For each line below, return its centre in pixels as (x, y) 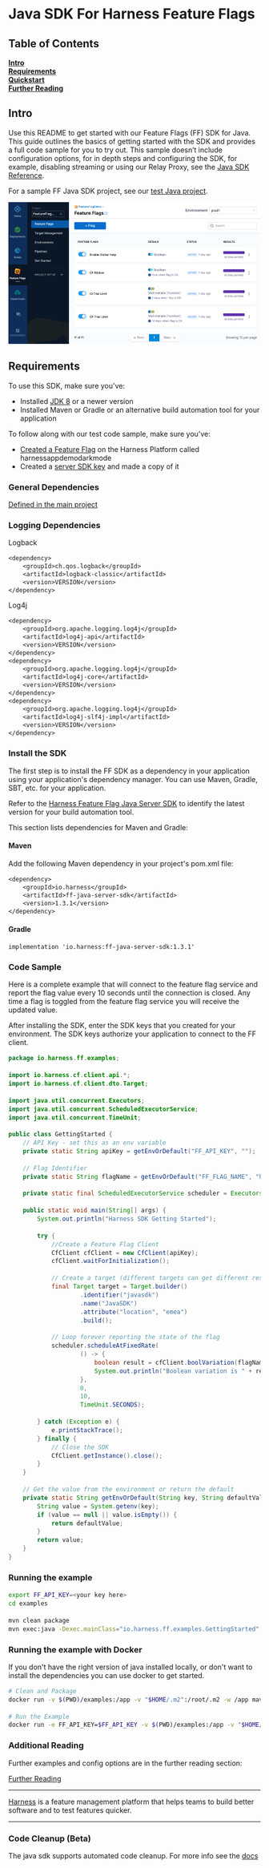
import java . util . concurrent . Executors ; (77, 1100)
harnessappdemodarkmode (66, 458)
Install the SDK (38, 753)
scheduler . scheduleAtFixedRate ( (105, 1346)
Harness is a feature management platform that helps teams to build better (131, 1801)
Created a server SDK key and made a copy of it (99, 466)
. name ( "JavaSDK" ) (108, 1303)
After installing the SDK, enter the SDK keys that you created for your (122, 1026)
